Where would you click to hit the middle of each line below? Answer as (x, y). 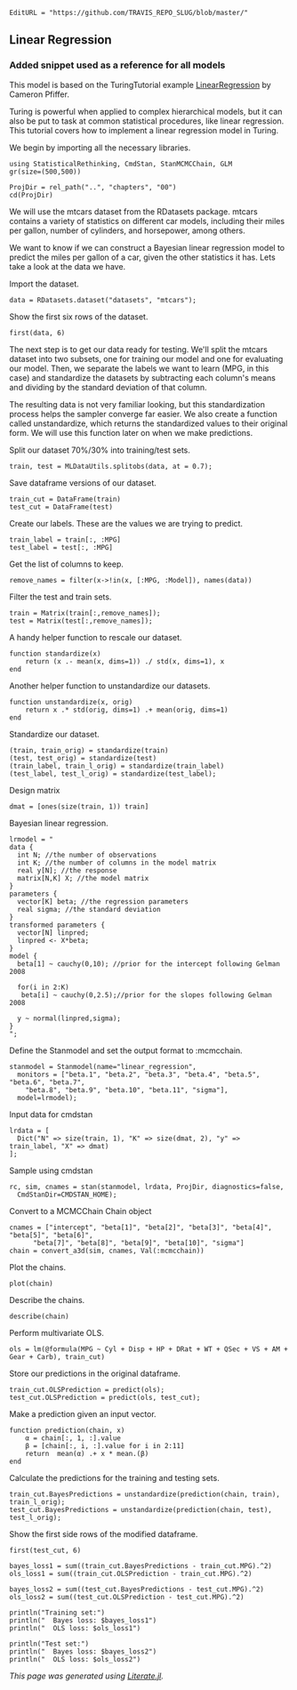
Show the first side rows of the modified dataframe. (104, 1533)
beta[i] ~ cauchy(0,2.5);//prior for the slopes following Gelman (147, 995)
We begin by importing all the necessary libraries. (100, 148)
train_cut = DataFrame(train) (65, 499)
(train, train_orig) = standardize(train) (89, 750)
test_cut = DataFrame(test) (61, 507)
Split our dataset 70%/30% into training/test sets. (100, 450)
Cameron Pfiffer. (39, 94)
